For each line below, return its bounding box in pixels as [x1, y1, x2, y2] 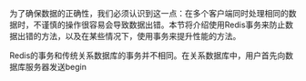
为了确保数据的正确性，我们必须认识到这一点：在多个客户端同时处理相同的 [9, 8, 289, 18]
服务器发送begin [25, 62, 87, 72]
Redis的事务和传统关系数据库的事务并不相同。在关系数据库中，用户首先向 [9, 50, 286, 61]
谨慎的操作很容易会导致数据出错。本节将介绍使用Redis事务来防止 [40, 19, 286, 30]
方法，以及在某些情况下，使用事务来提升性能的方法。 [40, 31, 241, 41]
